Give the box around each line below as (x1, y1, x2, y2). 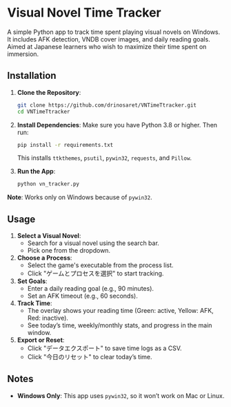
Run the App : (17, 168, 56, 176)
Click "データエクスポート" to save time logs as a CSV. (27, 344, 182, 352)
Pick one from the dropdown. (27, 246, 111, 255)
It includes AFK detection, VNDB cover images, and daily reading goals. (7, 35, 210, 43)
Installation (7, 70, 57, 82)
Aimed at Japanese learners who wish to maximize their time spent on (7, 42, 207, 51)
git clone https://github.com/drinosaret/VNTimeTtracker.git (17, 102, 197, 109)
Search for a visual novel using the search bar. (27, 239, 160, 247)
